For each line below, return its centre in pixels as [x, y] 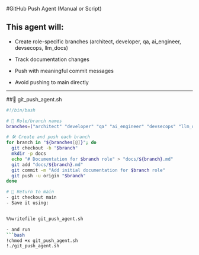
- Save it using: [28, 203]
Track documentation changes [52, 59]
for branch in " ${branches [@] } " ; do [51, 143]
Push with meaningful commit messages [64, 71]
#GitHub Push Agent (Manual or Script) [54, 9]
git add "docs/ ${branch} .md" [47, 165]
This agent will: [35, 27]
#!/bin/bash [21, 110]
